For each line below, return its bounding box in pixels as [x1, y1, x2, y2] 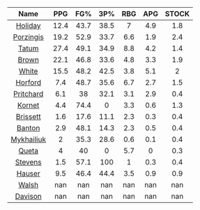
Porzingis [13, 32, 44, 41]
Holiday [15, 21, 41, 30]
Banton [16, 123, 40, 132]
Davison [15, 192, 42, 201]
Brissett [15, 112, 41, 121]
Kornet [17, 101, 40, 110]
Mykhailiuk [10, 134, 47, 144]
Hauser [16, 169, 40, 178]
